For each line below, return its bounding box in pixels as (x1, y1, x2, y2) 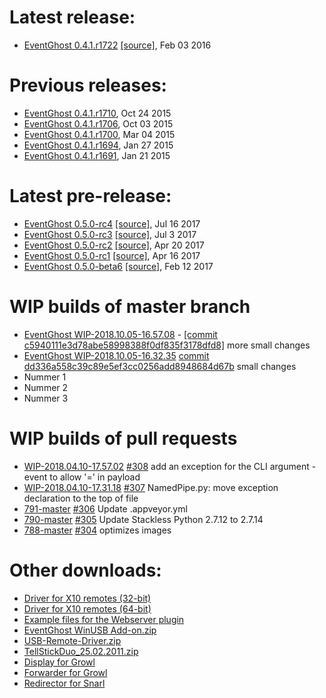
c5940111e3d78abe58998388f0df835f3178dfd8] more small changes (23, 339, 311, 351)
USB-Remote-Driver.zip (23, 634, 122, 646)
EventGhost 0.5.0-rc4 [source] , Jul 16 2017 (23, 217, 201, 230)
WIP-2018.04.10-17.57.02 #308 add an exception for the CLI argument (23, 460, 310, 472)
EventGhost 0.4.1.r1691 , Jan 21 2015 (23, 149, 171, 161)
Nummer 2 (23, 381, 69, 393)
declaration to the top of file (23, 492, 139, 504)
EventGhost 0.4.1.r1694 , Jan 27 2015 (23, 139, 174, 151)
